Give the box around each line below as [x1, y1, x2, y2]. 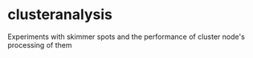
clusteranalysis [7, 6, 113, 24]
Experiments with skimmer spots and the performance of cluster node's [7, 32, 246, 41]
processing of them [7, 40, 72, 49]
